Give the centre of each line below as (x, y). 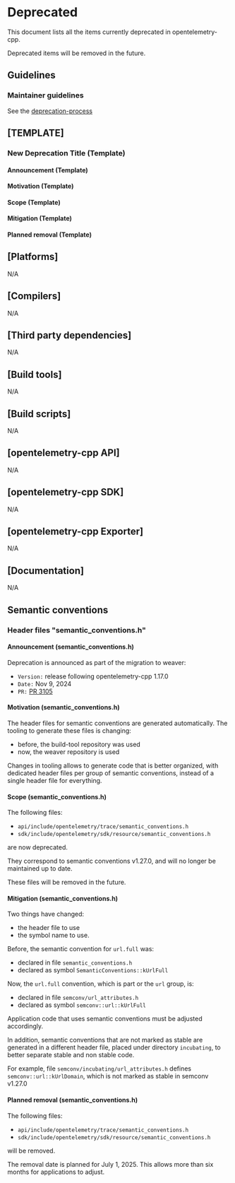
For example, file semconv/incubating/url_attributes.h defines (100, 1069)
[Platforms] (33, 257)
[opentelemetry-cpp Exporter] (75, 531)
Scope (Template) (34, 202)
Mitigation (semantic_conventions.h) (63, 898)
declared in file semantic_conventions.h (75, 963)
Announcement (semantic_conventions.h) (71, 647)
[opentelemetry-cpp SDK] (66, 492)
